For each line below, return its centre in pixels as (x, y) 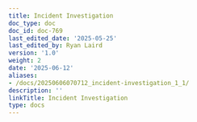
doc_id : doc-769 (36, 31)
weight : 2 (25, 61)
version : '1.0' (34, 53)
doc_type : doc (32, 23)
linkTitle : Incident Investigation (68, 98)
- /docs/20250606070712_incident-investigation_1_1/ (99, 83)
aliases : (23, 75)
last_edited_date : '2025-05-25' (63, 38)
